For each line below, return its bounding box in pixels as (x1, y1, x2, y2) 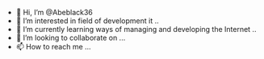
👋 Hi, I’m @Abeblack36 (15, 8, 93, 17)
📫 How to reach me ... (15, 42, 91, 51)
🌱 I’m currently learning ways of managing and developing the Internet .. (15, 25, 257, 33)
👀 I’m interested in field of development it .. (15, 16, 159, 26)
